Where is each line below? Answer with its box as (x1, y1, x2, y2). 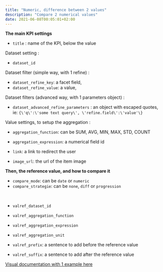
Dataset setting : (5, 50, 39, 56)
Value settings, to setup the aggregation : (5, 119, 91, 125)
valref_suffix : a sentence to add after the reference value (12, 251, 134, 257)
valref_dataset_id (12, 203, 51, 209)
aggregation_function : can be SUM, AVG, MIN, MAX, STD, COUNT (12, 129, 151, 135)
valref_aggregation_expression (12, 223, 78, 228)
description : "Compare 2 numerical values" (5, 12, 98, 17)
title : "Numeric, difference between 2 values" (5, 7, 107, 13)
